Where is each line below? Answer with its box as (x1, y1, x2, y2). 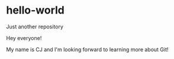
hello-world (6, 4, 65, 17)
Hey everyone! (6, 34, 42, 41)
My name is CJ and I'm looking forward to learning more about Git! (6, 45, 169, 53)
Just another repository (6, 23, 64, 30)
